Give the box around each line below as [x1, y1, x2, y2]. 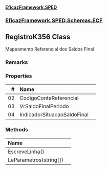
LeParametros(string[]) [8, 156, 63, 163]
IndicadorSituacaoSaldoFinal [19, 111, 89, 118]
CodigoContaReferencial [19, 94, 79, 102]
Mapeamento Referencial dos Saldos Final [5, 46, 94, 52]
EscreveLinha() [8, 148, 45, 155]
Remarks [5, 59, 28, 66]
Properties [5, 72, 32, 80]
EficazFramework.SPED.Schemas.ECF [5, 17, 103, 24]
